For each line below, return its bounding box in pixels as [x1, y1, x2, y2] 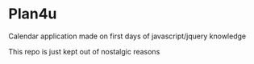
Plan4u [8, 5, 57, 23]
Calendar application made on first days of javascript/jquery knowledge [8, 31, 247, 41]
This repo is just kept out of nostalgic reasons [8, 46, 160, 56]
